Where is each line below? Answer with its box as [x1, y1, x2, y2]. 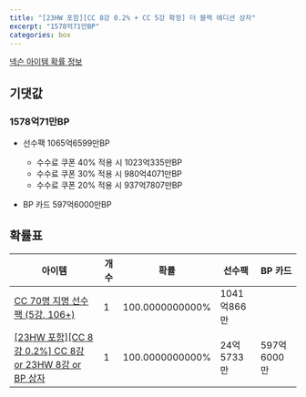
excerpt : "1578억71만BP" [9, 22, 100, 31]
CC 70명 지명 [14, 294, 70, 307]
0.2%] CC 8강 [25, 344, 85, 357]
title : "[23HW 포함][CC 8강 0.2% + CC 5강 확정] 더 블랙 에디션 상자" [9, 13, 257, 23]
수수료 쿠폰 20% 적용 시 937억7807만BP [36, 179, 183, 191]
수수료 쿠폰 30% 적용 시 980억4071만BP [36, 168, 182, 179]
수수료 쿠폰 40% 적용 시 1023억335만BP [36, 157, 183, 168]
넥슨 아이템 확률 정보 [9, 56, 83, 67]
